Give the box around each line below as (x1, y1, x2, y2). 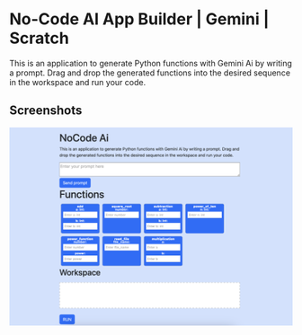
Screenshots (9, 103, 83, 119)
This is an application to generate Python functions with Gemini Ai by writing (9, 57, 292, 68)
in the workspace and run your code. (9, 76, 147, 87)
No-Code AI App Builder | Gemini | (9, 9, 270, 30)
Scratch (9, 28, 69, 48)
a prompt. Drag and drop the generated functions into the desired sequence (9, 67, 290, 78)
